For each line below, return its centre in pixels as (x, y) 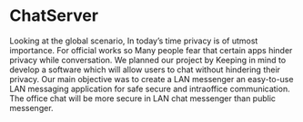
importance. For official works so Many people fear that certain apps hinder (151, 50)
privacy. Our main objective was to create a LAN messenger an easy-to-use (151, 79)
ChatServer (54, 16)
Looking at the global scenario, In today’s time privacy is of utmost (134, 41)
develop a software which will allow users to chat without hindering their (145, 70)
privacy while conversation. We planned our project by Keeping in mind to (148, 60)
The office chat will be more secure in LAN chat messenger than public (142, 98)
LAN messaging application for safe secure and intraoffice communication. (150, 89)
